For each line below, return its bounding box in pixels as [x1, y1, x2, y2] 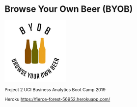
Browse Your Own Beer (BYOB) [4, 3, 133, 15]
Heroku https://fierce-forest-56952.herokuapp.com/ [4, 96, 110, 102]
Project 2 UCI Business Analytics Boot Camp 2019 [4, 86, 106, 92]
